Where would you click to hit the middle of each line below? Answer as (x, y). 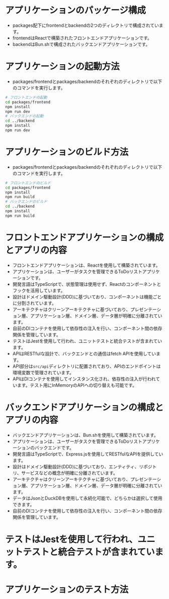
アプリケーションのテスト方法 (67, 590)
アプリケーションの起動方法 (62, 67)
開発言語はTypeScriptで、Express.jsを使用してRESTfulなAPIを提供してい (88, 454)
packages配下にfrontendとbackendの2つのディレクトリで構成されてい (86, 25)
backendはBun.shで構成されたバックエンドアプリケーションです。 (81, 44)
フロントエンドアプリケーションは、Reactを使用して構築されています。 (86, 265)
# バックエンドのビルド (26, 202)
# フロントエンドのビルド (28, 183)
